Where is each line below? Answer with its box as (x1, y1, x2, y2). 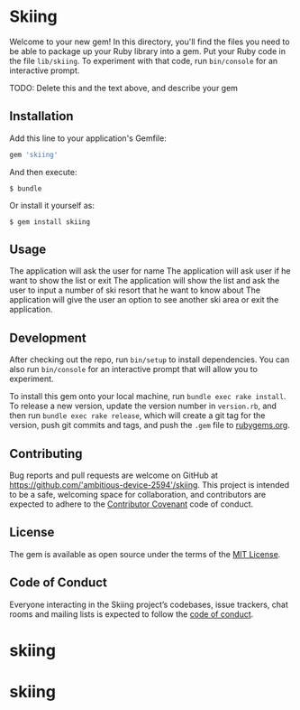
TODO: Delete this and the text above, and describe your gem (9, 82, 239, 93)
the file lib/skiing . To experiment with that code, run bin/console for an (9, 55, 278, 66)
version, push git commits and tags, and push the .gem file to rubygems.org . (9, 420, 291, 431)
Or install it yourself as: (9, 200, 95, 210)
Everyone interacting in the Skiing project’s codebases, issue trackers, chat (9, 599, 288, 610)
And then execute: (9, 166, 77, 177)
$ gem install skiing (9, 217, 91, 227)
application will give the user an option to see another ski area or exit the (9, 294, 279, 305)
